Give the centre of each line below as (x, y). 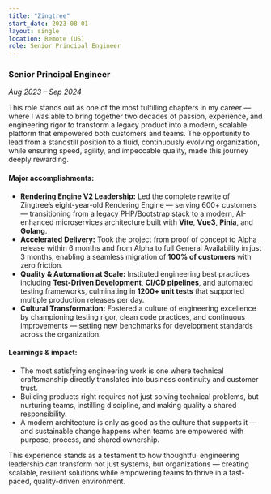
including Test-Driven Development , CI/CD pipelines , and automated (136, 282)
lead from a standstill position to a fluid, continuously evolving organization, (134, 142)
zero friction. (41, 265)
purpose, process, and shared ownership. (90, 440)
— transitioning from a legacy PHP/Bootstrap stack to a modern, (127, 213)
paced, (20, 481)
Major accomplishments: (51, 178)
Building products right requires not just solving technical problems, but (139, 396)
